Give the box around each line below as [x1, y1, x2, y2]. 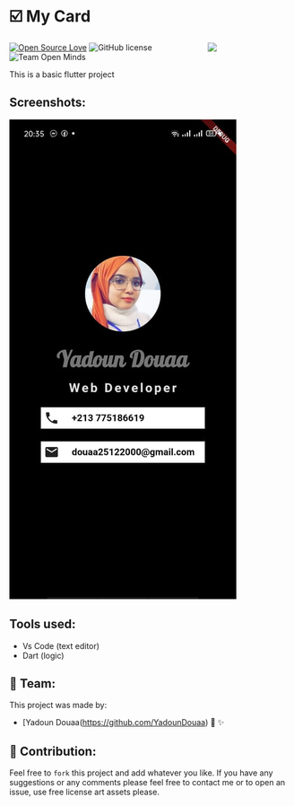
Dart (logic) [22, 650, 65, 661]
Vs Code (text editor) [22, 640, 100, 651]
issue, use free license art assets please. [9, 786, 160, 798]
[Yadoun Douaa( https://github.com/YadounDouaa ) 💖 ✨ [22, 717, 225, 728]
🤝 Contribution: [9, 743, 97, 758]
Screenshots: [9, 95, 87, 110]
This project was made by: [9, 700, 108, 711]
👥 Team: [9, 676, 56, 691]
